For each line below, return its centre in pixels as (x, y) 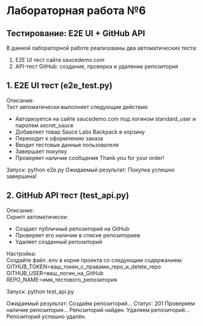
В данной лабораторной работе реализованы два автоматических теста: (102, 48)
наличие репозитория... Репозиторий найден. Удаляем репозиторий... (98, 309)
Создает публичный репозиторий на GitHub (72, 229)
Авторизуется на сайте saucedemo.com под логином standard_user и (105, 119)
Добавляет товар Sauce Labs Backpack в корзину (80, 132)
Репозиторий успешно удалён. (46, 316)
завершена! (22, 176)
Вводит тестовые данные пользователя (67, 145)
